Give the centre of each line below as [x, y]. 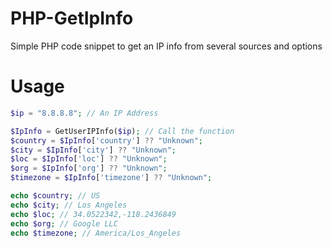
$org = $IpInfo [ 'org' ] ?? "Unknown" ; [89, 168]
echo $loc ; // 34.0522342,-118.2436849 [93, 214]
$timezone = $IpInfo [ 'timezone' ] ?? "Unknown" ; [111, 178]
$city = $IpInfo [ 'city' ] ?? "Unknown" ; [93, 150]
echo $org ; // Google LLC [64, 223]
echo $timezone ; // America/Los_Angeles [96, 233]
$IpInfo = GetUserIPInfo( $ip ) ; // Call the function [122, 131]
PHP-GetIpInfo [72, 18]
